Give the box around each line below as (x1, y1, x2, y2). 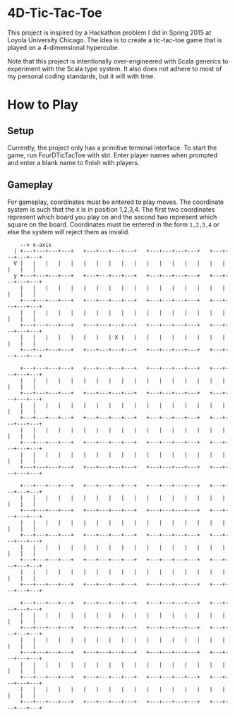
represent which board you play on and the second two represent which (7, 212, 217, 221)
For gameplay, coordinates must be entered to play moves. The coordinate (7, 198, 224, 206)
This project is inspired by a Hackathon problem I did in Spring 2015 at (7, 28, 212, 37)
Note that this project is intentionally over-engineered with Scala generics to (7, 56, 229, 65)
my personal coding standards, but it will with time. (7, 72, 155, 80)
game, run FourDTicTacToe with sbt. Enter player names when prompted (7, 150, 217, 159)
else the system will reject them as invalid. (7, 227, 131, 236)
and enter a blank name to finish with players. (7, 158, 140, 167)
